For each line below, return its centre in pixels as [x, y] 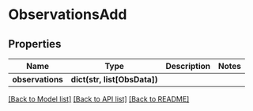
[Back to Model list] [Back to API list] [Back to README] [99, 99]
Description [188, 66]
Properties [35, 44]
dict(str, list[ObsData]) [114, 79]
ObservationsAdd [68, 15]
